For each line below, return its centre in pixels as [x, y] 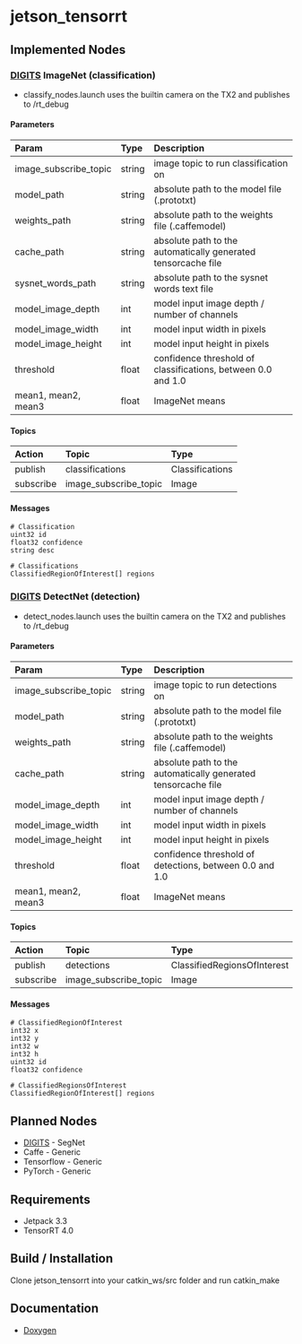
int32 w [25, 1046]
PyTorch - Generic [57, 1171]
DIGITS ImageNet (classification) [83, 75]
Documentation [55, 1309]
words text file [184, 289]
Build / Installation [62, 1258]
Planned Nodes [54, 1121]
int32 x [25, 1031]
